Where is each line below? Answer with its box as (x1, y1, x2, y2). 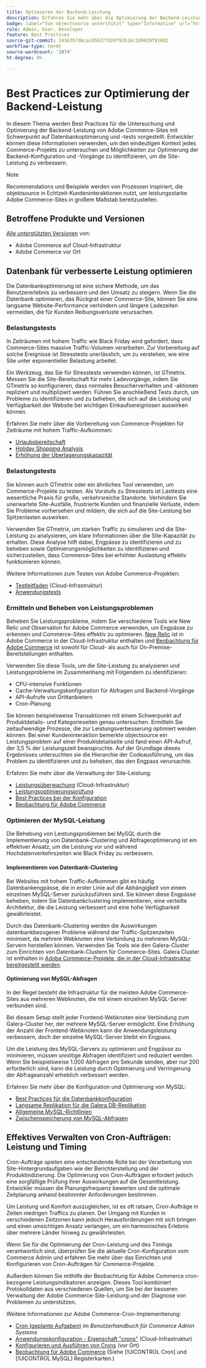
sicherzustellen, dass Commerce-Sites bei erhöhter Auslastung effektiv (6, 551, 187, 558)
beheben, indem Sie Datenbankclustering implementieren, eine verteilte (6, 897, 187, 904)
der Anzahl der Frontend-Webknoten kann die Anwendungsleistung (6, 1026, 177, 1034)
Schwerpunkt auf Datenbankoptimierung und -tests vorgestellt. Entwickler (6, 133, 194, 140)
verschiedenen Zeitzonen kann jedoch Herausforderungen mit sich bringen (6, 1216, 196, 1223)
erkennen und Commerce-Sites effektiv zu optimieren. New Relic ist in (6, 630, 184, 638)
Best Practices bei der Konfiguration (15, 794, 107, 802)
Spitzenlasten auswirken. (6, 513, 70, 520)
